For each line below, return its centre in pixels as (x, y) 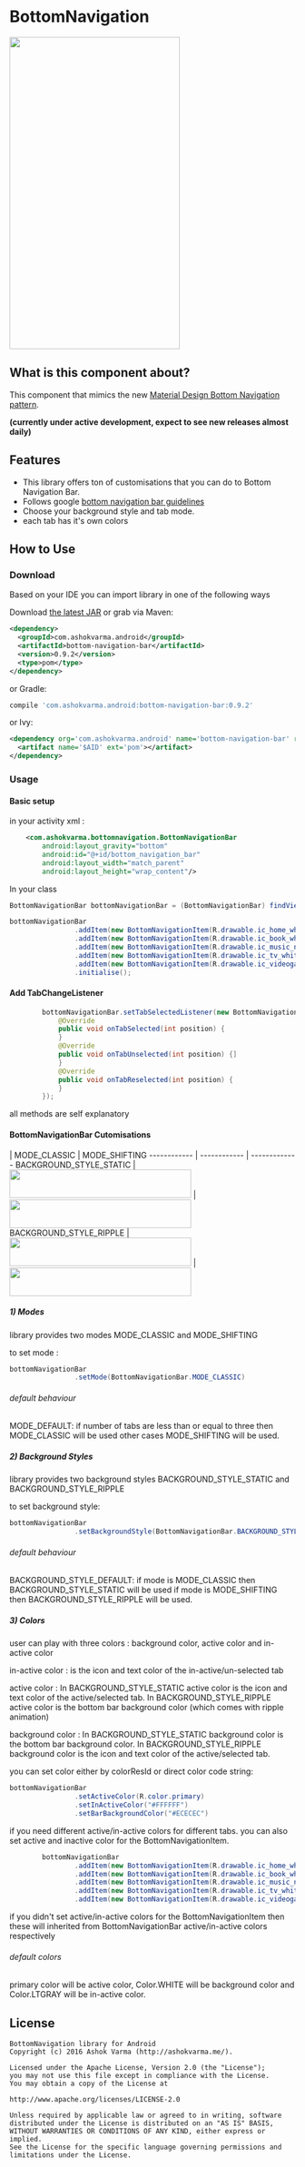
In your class (33, 889)
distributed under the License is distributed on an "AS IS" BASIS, (142, 2123)
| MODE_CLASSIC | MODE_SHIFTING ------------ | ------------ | (129, 1155)
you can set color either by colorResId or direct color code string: (132, 1771)
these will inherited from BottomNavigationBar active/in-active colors (138, 1926)
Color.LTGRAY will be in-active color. (78, 1995)
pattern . (24, 404)
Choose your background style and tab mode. (108, 511)
